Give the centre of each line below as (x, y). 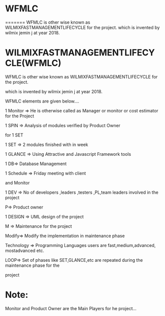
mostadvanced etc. (25, 250)
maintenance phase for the (33, 265)
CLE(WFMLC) (33, 63)
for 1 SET (14, 135)
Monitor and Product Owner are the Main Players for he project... (71, 308)
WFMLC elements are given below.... (42, 101)
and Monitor (17, 182)
